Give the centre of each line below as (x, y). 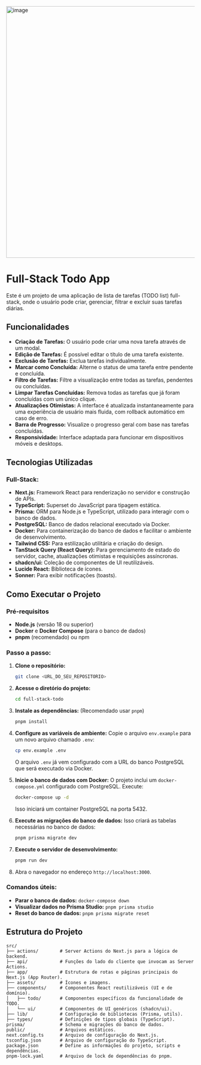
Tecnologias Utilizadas (50, 462)
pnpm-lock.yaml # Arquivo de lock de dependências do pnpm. (89, 1056)
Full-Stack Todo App (58, 279)
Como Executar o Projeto (54, 594)
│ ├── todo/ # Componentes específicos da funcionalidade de (95, 998)
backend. (17, 956)
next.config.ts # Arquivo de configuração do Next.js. (83, 1035)
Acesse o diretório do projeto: (53, 688)
